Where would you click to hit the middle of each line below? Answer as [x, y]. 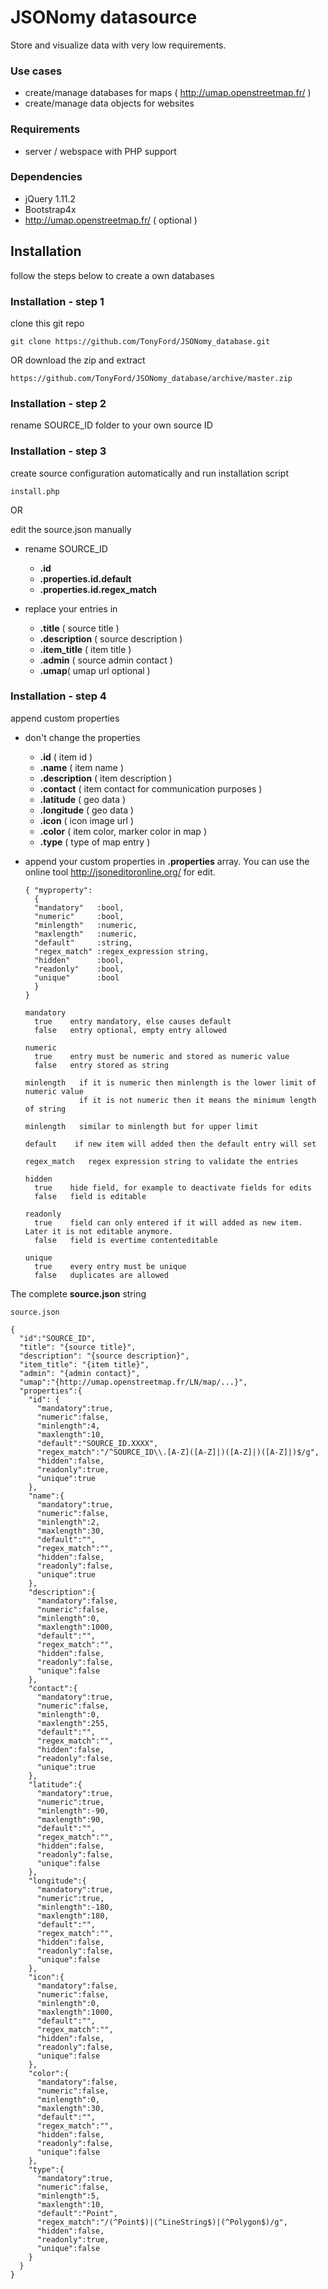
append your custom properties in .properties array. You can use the [167, 861]
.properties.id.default [85, 578]
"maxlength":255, [73, 1723]
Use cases [36, 71]
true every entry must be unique [110, 1266]
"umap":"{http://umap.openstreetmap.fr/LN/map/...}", [133, 1382]
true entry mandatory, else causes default [133, 1021]
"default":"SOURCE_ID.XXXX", [97, 1443]
